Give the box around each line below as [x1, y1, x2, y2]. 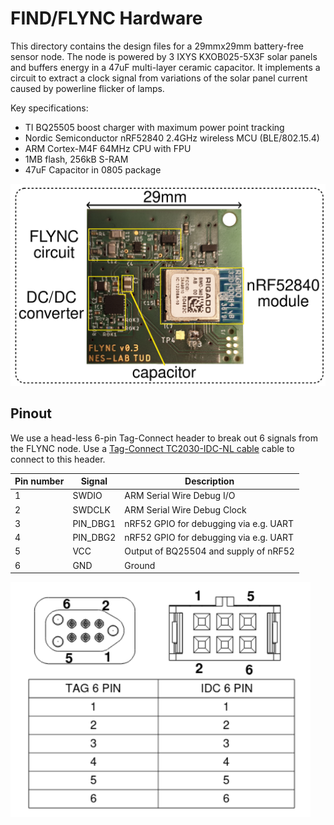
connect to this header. [10, 453, 106, 465]
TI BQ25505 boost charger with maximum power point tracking [24, 121, 285, 133]
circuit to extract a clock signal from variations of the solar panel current [10, 72, 308, 84]
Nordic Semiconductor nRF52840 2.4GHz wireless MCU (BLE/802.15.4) [24, 132, 320, 144]
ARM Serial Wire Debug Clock [124, 503, 247, 516]
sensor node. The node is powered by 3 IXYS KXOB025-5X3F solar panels [10, 50, 318, 62]
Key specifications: [10, 102, 89, 114]
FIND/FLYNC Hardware [10, 7, 203, 30]
